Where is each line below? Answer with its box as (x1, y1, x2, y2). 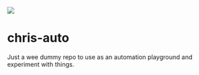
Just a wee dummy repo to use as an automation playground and (7, 52, 193, 61)
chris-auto (7, 30, 69, 46)
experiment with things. (7, 60, 75, 68)
